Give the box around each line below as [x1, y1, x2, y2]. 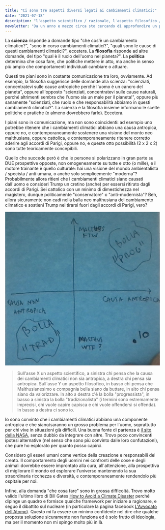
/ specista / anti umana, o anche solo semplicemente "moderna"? [5, 171, 137, 177]
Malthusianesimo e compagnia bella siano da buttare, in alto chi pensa [17, 386, 160, 392]
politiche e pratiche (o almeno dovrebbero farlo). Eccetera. [5, 110, 124, 116]
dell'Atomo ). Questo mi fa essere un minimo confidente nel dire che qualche [5, 509, 159, 515]
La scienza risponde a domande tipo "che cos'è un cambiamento [5, 37, 137, 44]
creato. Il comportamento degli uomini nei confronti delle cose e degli [5, 458, 146, 464]
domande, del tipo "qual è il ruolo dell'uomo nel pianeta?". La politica [5, 53, 145, 59]
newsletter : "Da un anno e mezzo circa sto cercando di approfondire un [5, 24, 157, 29]
